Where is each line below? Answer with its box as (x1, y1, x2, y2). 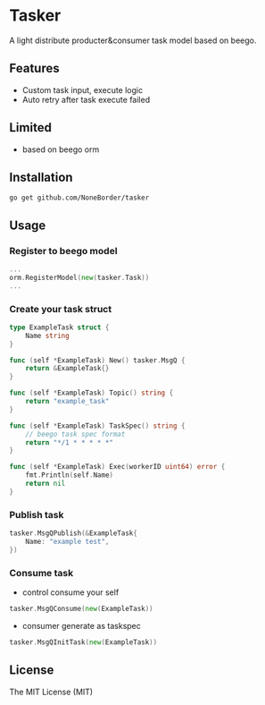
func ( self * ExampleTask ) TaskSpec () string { (9, 421, 186, 430)
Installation (9, 169, 73, 184)
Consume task (9, 566, 74, 579)
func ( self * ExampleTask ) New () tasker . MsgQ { (9, 355, 186, 365)
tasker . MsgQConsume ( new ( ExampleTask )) (9, 605, 153, 614)
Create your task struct (9, 302, 112, 315)
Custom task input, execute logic (21, 84, 144, 95)
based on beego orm (21, 144, 100, 155)
